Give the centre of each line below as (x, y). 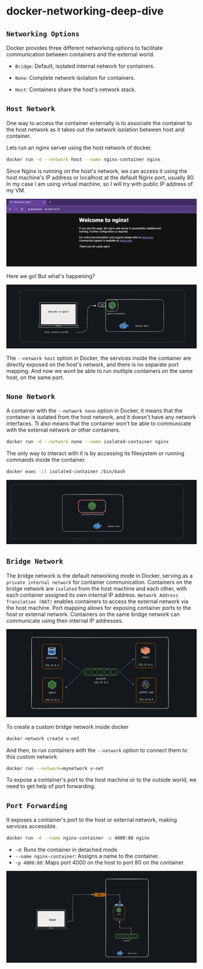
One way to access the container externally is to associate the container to (99, 123)
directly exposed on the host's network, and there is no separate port (93, 365)
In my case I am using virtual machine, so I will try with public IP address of (100, 184)
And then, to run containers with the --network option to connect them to (97, 750)
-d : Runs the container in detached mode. (67, 850)
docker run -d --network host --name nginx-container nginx (84, 159)
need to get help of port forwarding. (51, 786)
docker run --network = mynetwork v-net (55, 768)
